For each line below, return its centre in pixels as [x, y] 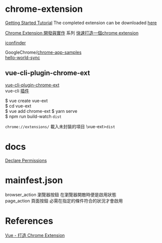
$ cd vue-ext [18, 106]
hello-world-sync [23, 57]
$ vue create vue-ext [26, 101]
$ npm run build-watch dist [33, 116]
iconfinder [16, 42]
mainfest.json [34, 180]
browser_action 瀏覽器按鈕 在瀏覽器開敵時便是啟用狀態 [61, 194]
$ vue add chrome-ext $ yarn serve [41, 111]
